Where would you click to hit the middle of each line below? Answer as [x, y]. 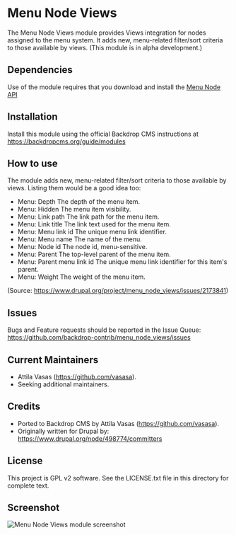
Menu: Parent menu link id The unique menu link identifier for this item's [122, 262]
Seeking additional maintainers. [63, 384]
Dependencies [40, 70]
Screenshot [34, 508]
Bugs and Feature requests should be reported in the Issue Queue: [104, 330]
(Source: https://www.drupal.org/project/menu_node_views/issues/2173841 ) [118, 291]
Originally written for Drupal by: [63, 431]
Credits [24, 407]
